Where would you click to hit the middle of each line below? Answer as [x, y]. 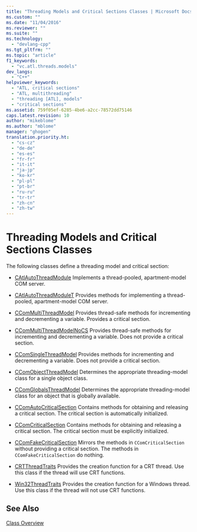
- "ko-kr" [23, 176]
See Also [23, 509]
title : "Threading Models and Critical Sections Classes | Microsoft [93, 11]
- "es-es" [23, 153]
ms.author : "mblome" [31, 126]
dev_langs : [19, 72]
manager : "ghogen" [28, 132]
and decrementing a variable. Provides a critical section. [82, 319]
